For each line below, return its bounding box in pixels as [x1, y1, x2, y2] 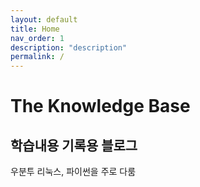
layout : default [10, 14, 78, 25]
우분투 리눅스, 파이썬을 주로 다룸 [10, 166, 137, 178]
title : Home [10, 24, 60, 34]
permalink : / [10, 52, 65, 62]
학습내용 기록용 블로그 [10, 137, 138, 154]
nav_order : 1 [10, 33, 65, 43]
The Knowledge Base [10, 95, 191, 118]
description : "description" [10, 42, 128, 53]
